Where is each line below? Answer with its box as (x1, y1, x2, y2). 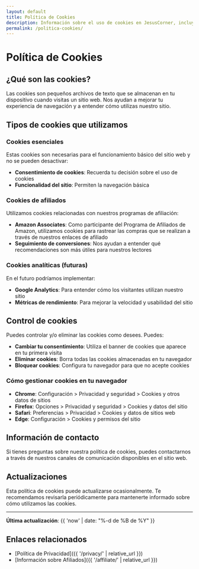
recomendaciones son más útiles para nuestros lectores (14, 247, 152, 254)
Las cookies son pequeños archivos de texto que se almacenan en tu (6, 90, 175, 97)
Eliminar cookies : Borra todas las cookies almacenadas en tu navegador (14, 356, 192, 363)
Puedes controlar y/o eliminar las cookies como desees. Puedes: (6, 331, 164, 338)
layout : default (6, 8, 46, 15)
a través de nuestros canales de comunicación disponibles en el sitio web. (6, 455, 188, 462)
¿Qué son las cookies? (6, 74, 91, 84)
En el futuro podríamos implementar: (6, 274, 96, 282)
